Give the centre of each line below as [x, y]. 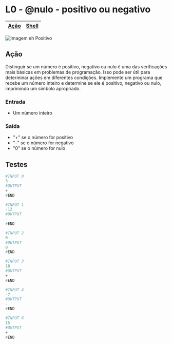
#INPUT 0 [15, 176]
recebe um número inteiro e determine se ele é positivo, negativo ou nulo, [83, 83]
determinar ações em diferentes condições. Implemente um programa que [84, 78]
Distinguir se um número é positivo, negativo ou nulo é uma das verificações [86, 66]
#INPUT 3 [15, 261]
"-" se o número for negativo [43, 143]
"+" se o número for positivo [43, 138]
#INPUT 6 [15, 318]
